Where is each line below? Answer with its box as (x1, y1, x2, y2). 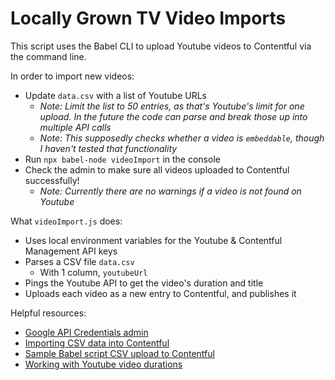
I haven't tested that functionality (39, 142, 178, 154)
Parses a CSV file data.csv (24, 255, 135, 267)
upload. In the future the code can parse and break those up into (39, 110, 308, 122)
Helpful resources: (10, 307, 87, 319)
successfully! (24, 174, 80, 186)
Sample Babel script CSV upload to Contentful (24, 347, 215, 359)
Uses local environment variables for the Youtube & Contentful (24, 234, 283, 246)
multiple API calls (39, 121, 112, 133)
